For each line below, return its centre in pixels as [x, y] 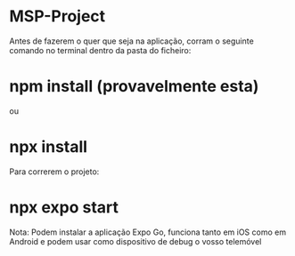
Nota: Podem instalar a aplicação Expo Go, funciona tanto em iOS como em [148, 232]
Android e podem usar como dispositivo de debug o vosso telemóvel [135, 241]
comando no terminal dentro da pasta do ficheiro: [100, 50]
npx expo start [64, 207]
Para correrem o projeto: [54, 172]
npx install [48, 147]
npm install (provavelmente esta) [134, 87]
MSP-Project [57, 16]
